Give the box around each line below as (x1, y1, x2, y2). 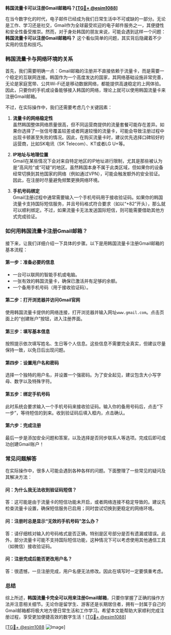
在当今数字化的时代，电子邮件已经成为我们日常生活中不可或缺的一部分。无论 (5, 16, 166, 22)
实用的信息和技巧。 (5, 41, 46, 48)
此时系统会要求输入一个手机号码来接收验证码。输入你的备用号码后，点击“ (5, 403, 159, 409)
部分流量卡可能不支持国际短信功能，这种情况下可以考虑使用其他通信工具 (14, 536, 166, 543)
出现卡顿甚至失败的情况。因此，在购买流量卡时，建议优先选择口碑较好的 (12, 134, 164, 140)
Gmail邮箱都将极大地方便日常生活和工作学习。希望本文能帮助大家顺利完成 (5, 607, 160, 614)
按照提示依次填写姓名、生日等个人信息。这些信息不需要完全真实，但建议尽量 (5, 341, 166, 347)
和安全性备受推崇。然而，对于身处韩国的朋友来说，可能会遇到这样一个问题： (5, 29, 166, 35)
